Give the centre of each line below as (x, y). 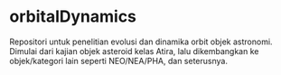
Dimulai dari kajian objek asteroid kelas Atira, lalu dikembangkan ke (134, 51)
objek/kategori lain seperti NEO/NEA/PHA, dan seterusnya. (119, 61)
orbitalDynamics (73, 17)
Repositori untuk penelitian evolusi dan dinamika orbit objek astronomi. (141, 42)
